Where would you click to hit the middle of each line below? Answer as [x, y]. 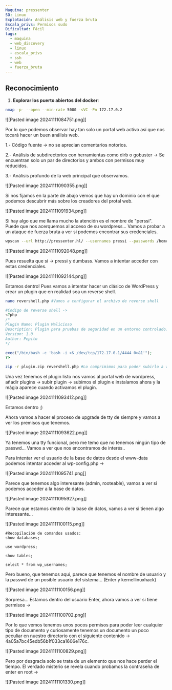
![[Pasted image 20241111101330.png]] [46, 682]
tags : [11, 34]
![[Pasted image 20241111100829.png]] [46, 651]
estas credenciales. [26, 266]
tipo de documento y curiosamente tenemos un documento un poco [77, 631]
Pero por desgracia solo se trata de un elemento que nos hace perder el [81, 661]
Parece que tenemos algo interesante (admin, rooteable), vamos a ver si [81, 483]
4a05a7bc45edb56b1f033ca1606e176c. [47, 641]
